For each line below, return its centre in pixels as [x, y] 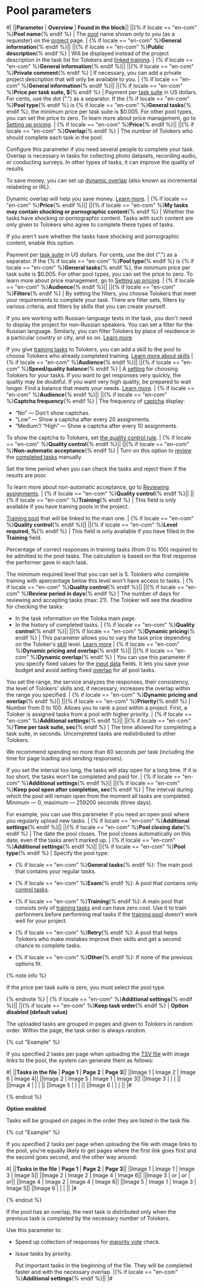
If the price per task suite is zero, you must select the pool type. [86, 987]
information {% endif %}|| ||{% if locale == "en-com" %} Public [85, 47]
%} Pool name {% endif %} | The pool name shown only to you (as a [90, 33]
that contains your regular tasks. [56, 871]
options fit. [29, 964]
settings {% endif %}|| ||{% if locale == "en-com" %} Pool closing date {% [99, 827]
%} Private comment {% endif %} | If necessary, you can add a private [94, 72]
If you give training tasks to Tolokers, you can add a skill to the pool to [93, 349]
